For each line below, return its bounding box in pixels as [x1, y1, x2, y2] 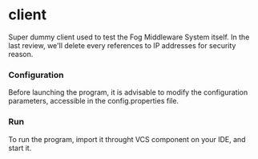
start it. [8, 143, 32, 153]
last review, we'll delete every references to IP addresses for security [8, 40, 236, 50]
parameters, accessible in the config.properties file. [8, 96, 179, 106]
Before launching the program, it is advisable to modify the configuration [8, 88, 248, 97]
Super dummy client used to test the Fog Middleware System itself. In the [8, 32, 250, 42]
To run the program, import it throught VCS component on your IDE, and [8, 134, 246, 144]
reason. [8, 49, 34, 59]
